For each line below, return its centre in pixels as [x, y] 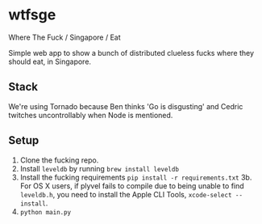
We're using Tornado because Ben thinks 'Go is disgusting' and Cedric [126, 106]
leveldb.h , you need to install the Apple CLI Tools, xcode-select [126, 194]
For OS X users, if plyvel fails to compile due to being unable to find [132, 186]
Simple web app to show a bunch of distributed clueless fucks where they [131, 53]
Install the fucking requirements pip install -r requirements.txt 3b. [136, 177]
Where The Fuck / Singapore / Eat [64, 37]
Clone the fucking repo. [59, 160]
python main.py [46, 212]
